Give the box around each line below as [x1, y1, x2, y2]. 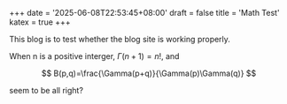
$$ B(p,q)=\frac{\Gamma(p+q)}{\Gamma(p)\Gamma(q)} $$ [41, 68, 257, 78]
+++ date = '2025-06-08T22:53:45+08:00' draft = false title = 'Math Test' [9, 8, 281, 18]
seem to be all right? [9, 85, 84, 95]
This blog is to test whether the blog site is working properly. [9, 34, 230, 44]
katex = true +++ [9, 17, 71, 27]
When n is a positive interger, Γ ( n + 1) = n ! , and [9, 51, 180, 61]
